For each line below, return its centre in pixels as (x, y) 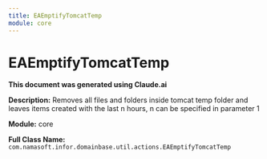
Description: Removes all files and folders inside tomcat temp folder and (128, 100)
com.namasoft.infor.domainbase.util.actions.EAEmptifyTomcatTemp (119, 147)
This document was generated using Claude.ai (88, 85)
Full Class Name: (37, 140)
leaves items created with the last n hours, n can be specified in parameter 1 (134, 109)
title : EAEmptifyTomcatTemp (55, 16)
